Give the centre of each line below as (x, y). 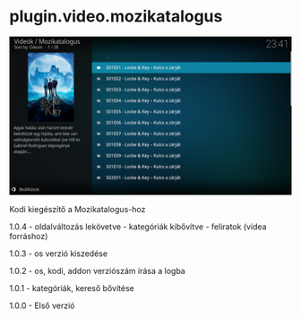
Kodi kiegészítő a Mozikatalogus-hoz (77, 210)
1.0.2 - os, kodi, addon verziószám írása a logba (97, 271)
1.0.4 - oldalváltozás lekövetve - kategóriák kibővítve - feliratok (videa (138, 227)
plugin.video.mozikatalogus (116, 17)
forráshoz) (29, 236)
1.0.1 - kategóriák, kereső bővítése (72, 288)
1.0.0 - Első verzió (42, 305)
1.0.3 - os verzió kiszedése (59, 254)
